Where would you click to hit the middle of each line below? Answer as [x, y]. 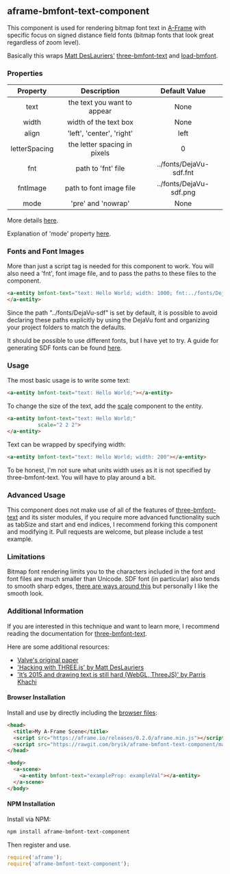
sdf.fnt [183, 172]
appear [100, 111]
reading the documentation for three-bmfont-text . [77, 633]
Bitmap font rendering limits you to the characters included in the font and [111, 571]
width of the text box [100, 123]
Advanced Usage [36, 495]
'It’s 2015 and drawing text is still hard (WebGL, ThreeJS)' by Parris [111, 674]
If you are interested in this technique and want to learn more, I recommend [114, 626]
